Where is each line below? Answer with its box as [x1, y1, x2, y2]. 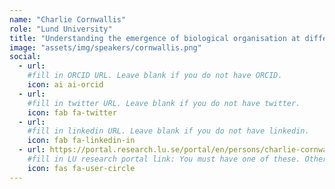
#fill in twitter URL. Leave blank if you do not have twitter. [27, 98, 301, 108]
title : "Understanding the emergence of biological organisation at [9, 33, 301, 43]
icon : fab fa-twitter [27, 107, 117, 118]
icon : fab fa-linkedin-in [27, 136, 136, 146]
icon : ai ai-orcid [27, 80, 104, 90]
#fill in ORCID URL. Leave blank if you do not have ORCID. [27, 71, 283, 81]
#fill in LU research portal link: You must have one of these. [27, 154, 301, 164]
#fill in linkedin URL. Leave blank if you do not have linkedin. [27, 126, 310, 136]
